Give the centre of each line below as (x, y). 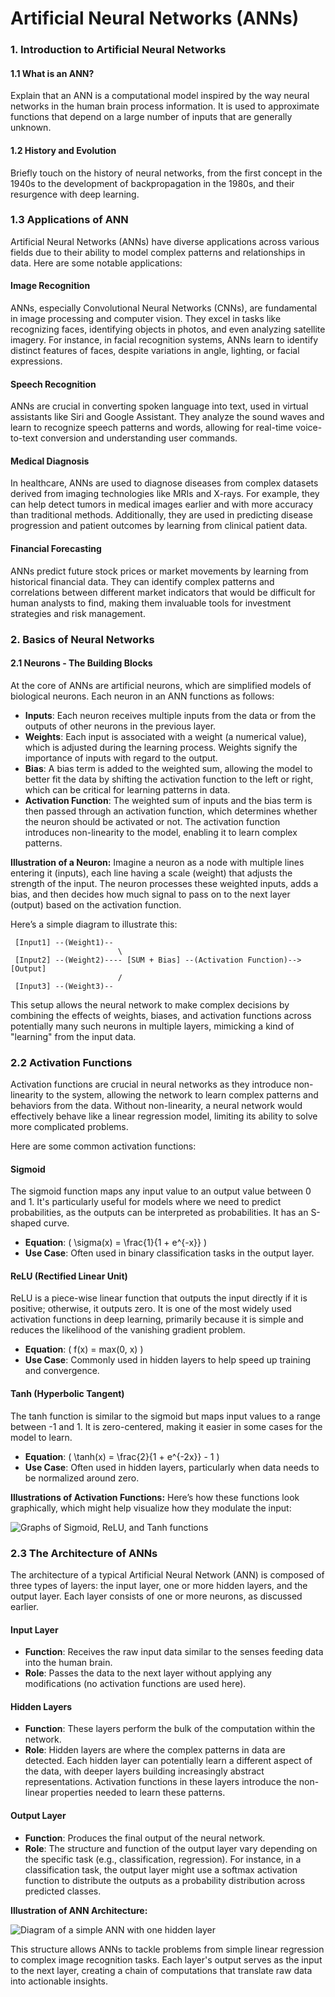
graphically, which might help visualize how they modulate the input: (151, 1508)
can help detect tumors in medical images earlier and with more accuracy (162, 504)
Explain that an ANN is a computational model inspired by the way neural (160, 96)
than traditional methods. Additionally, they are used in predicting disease (161, 515)
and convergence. (62, 1371)
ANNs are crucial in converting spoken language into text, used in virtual (159, 406)
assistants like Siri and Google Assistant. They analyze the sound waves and (167, 417)
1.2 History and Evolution (63, 150)
